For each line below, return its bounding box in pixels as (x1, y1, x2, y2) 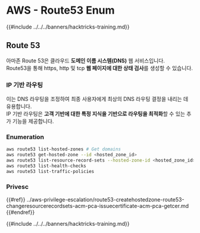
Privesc (6, 182, 29, 191)
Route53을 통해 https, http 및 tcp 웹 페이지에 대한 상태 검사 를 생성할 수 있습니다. (6, 64, 193, 71)
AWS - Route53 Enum (6, 4, 115, 17)
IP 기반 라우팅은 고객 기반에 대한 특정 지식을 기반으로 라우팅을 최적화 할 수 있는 (6, 111, 186, 118)
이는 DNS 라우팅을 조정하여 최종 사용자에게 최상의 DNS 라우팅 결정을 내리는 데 (6, 96, 189, 103)
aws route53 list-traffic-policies (6, 168, 95, 174)
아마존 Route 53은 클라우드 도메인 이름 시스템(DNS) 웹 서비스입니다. (6, 57, 165, 64)
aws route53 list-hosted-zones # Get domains (6, 146, 121, 152)
